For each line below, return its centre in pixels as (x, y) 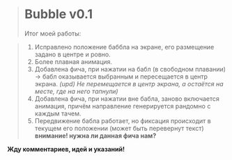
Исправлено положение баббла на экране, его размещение (124, 47)
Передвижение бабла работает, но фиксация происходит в (123, 120)
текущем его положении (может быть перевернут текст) (119, 128)
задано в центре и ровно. (72, 54)
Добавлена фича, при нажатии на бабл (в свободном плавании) (130, 69)
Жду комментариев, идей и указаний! (66, 149)
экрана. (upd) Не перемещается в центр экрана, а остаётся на (129, 83)
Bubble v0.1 (58, 14)
